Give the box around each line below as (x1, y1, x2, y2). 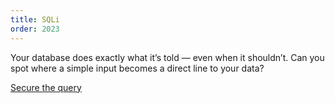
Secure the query (10, 81, 82, 93)
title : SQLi (10, 14, 60, 25)
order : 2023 (10, 24, 60, 34)
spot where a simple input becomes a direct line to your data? (10, 62, 265, 74)
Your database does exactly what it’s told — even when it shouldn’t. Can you (10, 51, 325, 63)
